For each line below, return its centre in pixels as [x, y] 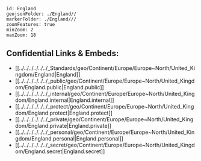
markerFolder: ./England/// [42, 19]
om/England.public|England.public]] [59, 87]
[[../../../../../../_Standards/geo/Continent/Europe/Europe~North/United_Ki [105, 68]
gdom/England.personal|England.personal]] [69, 138]
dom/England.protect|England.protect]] [64, 113]
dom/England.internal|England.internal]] [64, 100]
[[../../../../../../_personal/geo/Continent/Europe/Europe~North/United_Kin [105, 132]
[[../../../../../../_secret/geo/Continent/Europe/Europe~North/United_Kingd [105, 145]
